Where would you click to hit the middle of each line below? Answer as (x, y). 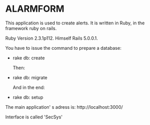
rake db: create (29, 58)
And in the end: (29, 87)
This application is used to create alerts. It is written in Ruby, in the (75, 23)
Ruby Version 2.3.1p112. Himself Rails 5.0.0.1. (52, 38)
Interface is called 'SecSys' (34, 117)
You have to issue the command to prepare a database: (63, 48)
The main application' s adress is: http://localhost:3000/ (64, 107)
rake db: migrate (30, 77)
